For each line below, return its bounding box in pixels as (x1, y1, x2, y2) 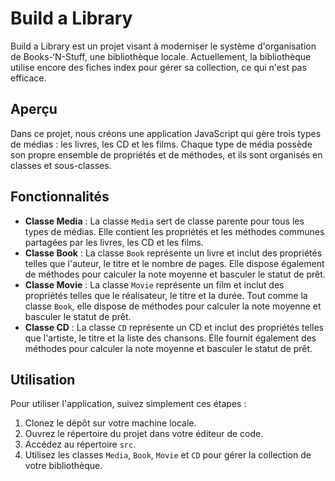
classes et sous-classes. (10, 159, 112, 171)
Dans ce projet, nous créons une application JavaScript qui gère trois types (10, 127, 322, 139)
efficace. (10, 72, 47, 84)
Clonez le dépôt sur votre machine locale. (24, 417, 197, 429)
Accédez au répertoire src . (24, 438, 137, 451)
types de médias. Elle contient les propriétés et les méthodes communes (24, 225, 325, 237)
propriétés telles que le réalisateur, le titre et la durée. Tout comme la (24, 289, 308, 301)
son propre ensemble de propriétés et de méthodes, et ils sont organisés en (10, 148, 323, 161)
